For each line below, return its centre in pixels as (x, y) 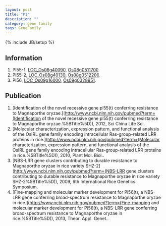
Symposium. (25, 187)
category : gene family (28, 24)
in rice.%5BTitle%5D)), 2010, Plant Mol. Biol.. (58, 155)
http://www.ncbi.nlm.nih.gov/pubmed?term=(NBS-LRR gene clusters (84, 171)
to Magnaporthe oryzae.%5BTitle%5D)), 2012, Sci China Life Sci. (79, 123)
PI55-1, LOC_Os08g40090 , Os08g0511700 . (56, 69)
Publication (23, 96)
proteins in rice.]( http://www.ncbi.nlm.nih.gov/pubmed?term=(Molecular (86, 139)
